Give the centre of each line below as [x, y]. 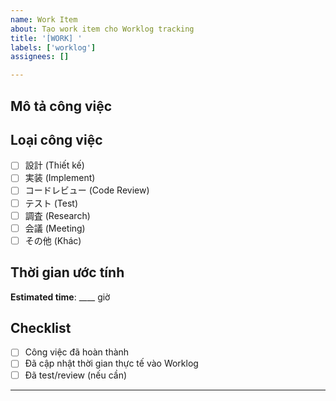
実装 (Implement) [60, 178]
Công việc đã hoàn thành [77, 352]
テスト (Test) [51, 203]
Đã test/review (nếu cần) [76, 375]
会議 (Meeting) [55, 228]
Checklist [41, 327]
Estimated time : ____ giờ [60, 297]
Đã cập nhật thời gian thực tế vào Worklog [111, 363]
